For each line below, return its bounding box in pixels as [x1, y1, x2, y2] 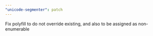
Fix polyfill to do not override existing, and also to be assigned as [5, 21, 137, 27]
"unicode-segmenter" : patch [5, 7, 63, 12]
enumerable [5, 26, 30, 32]
